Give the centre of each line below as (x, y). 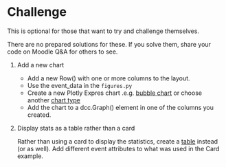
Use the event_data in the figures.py (80, 85)
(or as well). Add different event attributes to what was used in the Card (118, 148)
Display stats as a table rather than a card (76, 128)
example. (30, 156)
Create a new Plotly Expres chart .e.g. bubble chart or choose (115, 93)
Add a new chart (41, 65)
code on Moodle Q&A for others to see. (63, 52)
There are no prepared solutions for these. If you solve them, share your (109, 44)
